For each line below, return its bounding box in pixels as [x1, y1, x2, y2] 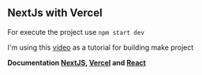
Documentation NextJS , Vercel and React [7, 58, 147, 67]
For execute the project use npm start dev [7, 27, 145, 36]
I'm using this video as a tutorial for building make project [7, 43, 194, 52]
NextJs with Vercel [7, 6, 103, 20]
